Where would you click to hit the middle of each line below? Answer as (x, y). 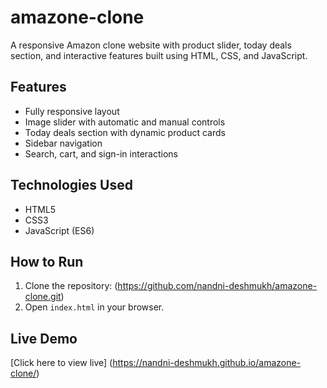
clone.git (43, 297)
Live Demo (44, 338)
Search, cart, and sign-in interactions (101, 153)
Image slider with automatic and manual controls (125, 122)
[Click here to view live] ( (61, 363)
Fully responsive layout (72, 111)
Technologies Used (71, 185)
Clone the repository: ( (71, 286)
